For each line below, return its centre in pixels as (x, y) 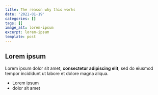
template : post (21, 37)
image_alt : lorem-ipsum (29, 28)
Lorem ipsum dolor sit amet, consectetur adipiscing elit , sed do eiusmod (79, 68)
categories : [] (21, 19)
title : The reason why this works (40, 9)
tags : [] (14, 23)
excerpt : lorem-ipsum (27, 32)
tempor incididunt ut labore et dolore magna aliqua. (57, 73)
